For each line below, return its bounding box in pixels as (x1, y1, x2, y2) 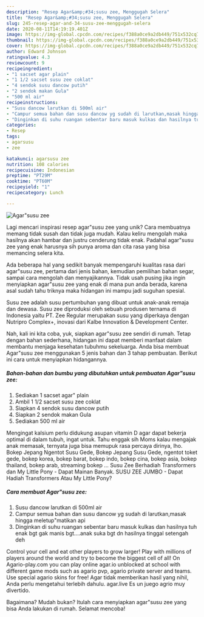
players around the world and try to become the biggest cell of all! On (6, 554, 180, 562)
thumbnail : (6, 37, 34, 43)
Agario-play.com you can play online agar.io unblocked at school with (6, 560, 181, 568)
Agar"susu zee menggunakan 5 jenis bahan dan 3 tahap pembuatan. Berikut (6, 349, 197, 357)
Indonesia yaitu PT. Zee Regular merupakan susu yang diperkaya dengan (6, 312, 189, 319)
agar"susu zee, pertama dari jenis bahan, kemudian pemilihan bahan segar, (6, 267, 195, 274)
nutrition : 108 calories (6, 161, 69, 167)
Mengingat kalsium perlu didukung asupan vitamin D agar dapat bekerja (6, 429, 186, 436)
